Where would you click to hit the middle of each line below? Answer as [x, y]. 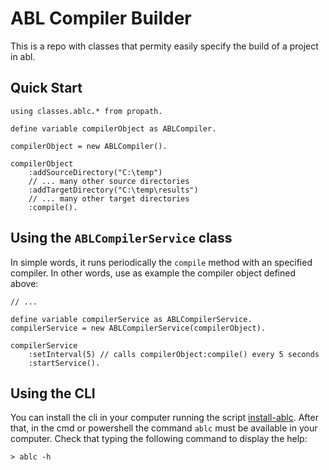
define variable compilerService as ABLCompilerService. [131, 319]
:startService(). [64, 363]
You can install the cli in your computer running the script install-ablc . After [164, 418]
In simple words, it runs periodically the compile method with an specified [161, 262]
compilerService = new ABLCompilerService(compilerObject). [138, 328]
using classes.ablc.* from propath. [86, 111]
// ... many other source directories [109, 181]
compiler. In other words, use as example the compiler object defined [153, 273]
